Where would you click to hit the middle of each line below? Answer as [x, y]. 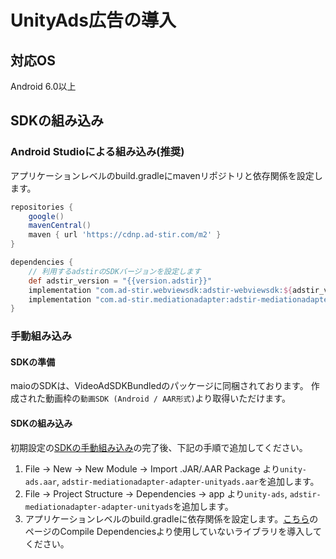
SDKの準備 [33, 362]
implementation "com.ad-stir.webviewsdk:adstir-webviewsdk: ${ [160, 290]
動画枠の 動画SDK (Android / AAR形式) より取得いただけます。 [167, 398]
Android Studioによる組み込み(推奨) [97, 152]
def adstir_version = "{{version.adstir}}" [120, 281]
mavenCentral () [60, 226]
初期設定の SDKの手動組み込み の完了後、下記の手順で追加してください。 [159, 447]
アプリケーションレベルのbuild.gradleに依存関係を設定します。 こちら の [171, 518]
